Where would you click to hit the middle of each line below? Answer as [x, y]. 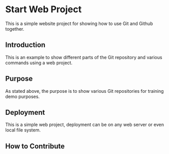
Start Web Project [44, 9]
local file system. [23, 130]
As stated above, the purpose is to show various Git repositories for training [84, 91]
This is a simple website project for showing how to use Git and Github [79, 23]
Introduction [25, 45]
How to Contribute [35, 146]
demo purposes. [22, 96]
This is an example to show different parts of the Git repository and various [84, 57]
